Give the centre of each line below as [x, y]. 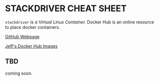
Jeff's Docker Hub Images [31, 46]
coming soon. [19, 73]
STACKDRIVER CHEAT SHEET [66, 9]
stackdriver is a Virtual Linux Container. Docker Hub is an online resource [80, 22]
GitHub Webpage [22, 37]
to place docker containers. [33, 27]
